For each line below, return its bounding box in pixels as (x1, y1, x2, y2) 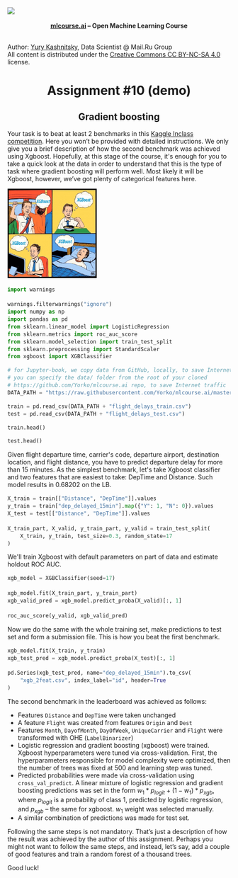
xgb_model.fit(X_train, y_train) (7, 647, 106, 654)
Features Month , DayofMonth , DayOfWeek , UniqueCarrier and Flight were (17, 726, 223, 734)
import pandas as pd (7, 316, 69, 323)
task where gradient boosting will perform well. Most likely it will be (7, 167, 204, 176)
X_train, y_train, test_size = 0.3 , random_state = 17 (20, 532, 173, 540)
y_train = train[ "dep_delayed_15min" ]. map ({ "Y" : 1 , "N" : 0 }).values (7, 503, 214, 510)
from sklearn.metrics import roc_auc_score (7, 331, 138, 338)
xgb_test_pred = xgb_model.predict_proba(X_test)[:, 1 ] (7, 654, 176, 661)
